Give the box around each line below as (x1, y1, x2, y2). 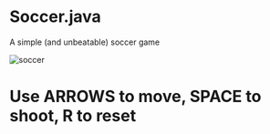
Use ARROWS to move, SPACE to (9, 87, 262, 107)
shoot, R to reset (9, 106, 137, 127)
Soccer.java (9, 6, 102, 27)
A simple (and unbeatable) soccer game (9, 36, 161, 47)
